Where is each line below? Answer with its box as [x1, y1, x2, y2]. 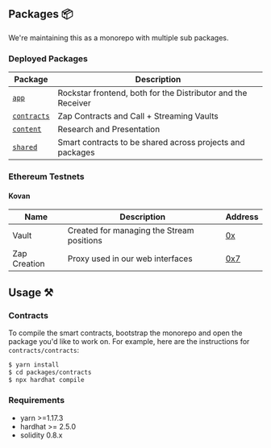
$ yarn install [8, 360, 60, 369]
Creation [12, 258, 46, 269]
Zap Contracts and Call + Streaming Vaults [57, 110, 219, 122]
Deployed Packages [8, 52, 89, 64]
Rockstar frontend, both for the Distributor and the [57, 88, 248, 99]
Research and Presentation [57, 124, 161, 135]
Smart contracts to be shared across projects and [57, 137, 245, 148]
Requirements [8, 395, 65, 406]
